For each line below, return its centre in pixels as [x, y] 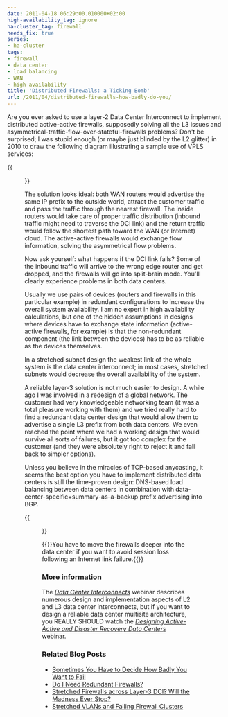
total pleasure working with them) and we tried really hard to [111, 410]
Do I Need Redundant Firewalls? [97, 684]
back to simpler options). [60, 454]
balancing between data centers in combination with [99, 489]
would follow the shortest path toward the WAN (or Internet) [110, 231]
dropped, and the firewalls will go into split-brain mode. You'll [112, 274]
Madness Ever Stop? [81, 699]
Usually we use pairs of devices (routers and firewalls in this [110, 294]
